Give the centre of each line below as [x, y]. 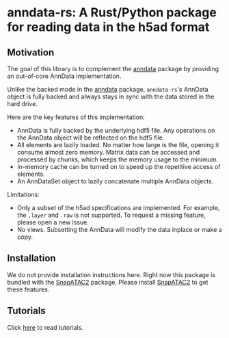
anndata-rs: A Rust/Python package [112, 13]
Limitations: [23, 194]
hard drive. [22, 104]
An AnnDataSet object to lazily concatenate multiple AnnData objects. [115, 181]
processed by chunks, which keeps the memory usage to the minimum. [118, 159]
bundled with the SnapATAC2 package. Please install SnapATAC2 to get [108, 282]
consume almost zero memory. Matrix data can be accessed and [108, 152]
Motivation [31, 52]
